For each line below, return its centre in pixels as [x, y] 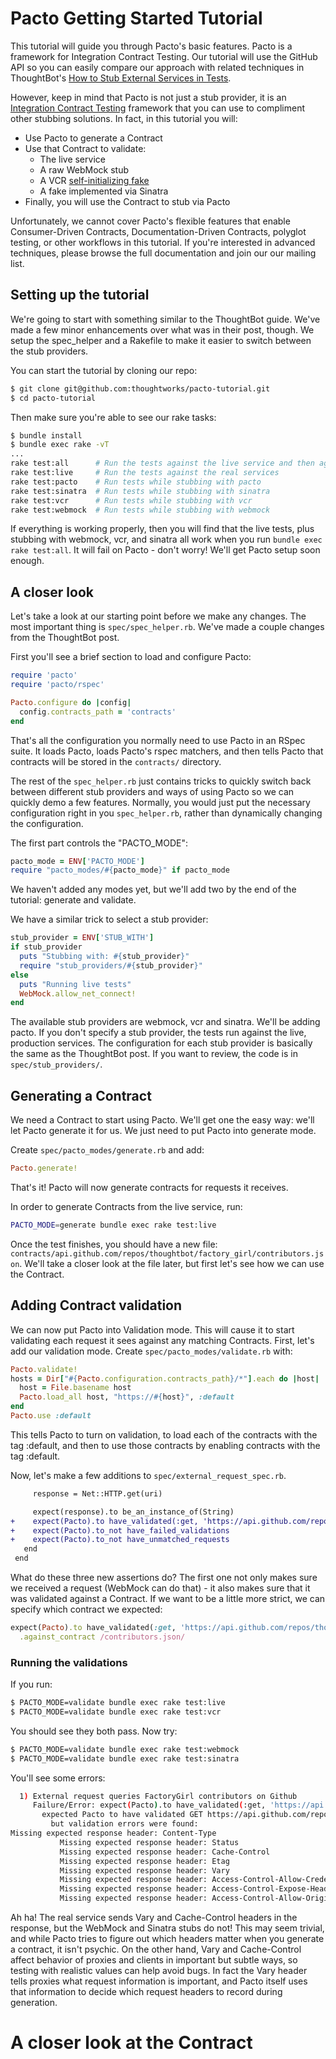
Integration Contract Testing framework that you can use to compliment [157, 108]
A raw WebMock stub [84, 169]
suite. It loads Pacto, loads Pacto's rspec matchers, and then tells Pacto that [167, 751]
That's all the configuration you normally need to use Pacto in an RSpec [158, 740]
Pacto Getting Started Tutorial [136, 18]
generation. [34, 2003]
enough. [27, 561]
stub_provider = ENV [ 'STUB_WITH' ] [82, 938]
